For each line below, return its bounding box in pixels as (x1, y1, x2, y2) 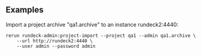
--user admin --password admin (16, 43, 96, 49)
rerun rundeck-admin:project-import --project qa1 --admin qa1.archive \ (5, 33, 197, 39)
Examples (5, 5, 44, 15)
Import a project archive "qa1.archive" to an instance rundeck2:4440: (5, 21, 179, 28)
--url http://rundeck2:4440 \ (16, 37, 93, 44)
